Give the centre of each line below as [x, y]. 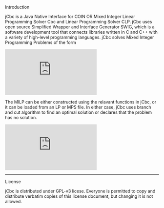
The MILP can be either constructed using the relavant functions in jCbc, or [81, 102]
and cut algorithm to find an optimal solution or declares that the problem [79, 112]
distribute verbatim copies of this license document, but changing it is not [79, 196]
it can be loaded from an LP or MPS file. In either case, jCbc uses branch [78, 107]
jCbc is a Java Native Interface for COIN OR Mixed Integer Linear [70, 16]
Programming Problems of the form [41, 42]
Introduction [17, 7]
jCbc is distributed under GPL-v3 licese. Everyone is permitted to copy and [80, 191]
